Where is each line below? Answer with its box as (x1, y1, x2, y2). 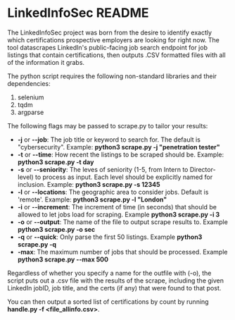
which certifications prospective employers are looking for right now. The (7, 35, 220, 44)
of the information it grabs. (7, 58, 85, 66)
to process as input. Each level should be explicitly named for (34, 173, 213, 181)
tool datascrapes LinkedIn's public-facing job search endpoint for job (7, 43, 208, 51)
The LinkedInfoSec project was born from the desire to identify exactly (7, 28, 212, 37)
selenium (17, 93, 44, 101)
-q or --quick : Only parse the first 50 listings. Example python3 (17, 233, 203, 241)
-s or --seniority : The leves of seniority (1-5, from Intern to (17, 165, 189, 173)
